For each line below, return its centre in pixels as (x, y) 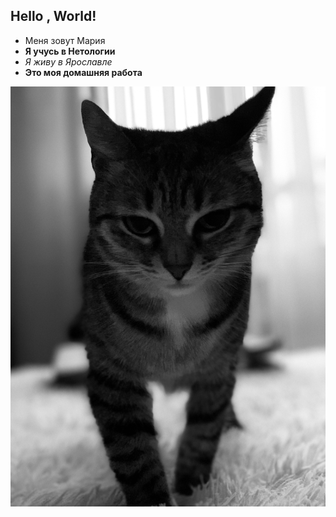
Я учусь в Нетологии (70, 51)
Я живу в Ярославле (68, 61)
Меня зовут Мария (65, 40)
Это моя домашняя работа (83, 72)
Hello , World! (53, 16)
